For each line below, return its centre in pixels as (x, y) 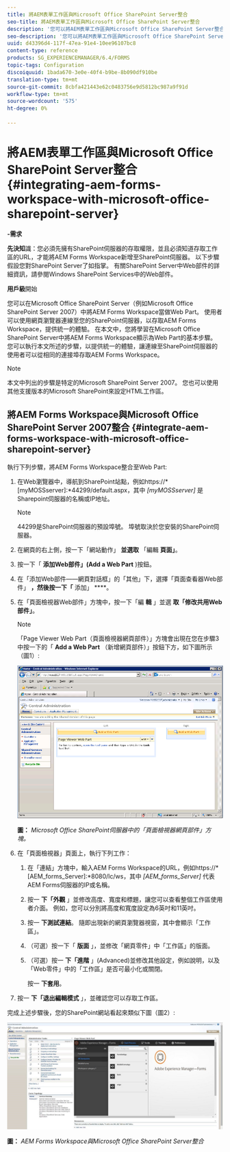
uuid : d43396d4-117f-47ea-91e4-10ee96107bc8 (72, 44)
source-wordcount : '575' (42, 101)
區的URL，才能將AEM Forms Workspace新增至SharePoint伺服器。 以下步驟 (113, 256)
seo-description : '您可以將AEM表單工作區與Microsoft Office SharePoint (106, 36)
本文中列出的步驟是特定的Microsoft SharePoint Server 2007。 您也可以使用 (113, 382)
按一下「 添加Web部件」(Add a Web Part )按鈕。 (86, 564)
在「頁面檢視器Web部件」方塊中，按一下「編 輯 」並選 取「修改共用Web (119, 602)
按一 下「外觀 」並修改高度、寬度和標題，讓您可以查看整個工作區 (119, 900)
